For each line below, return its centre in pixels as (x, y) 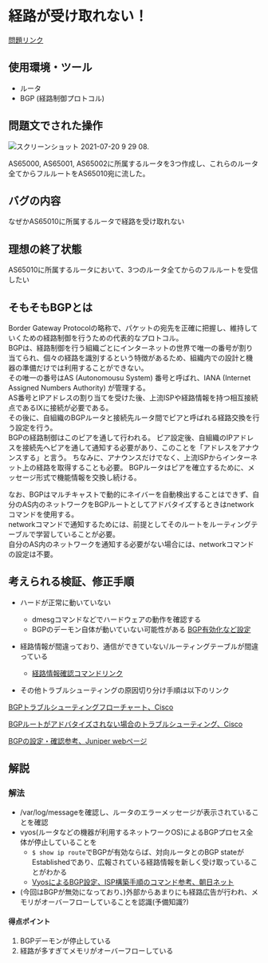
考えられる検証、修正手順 (71, 582)
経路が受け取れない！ (79, 16)
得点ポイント (29, 922)
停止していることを (65, 842)
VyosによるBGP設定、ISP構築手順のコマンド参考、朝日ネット (133, 882)
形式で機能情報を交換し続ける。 (88, 478)
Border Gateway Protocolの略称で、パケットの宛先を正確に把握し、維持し (130, 328)
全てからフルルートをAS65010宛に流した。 (79, 173)
